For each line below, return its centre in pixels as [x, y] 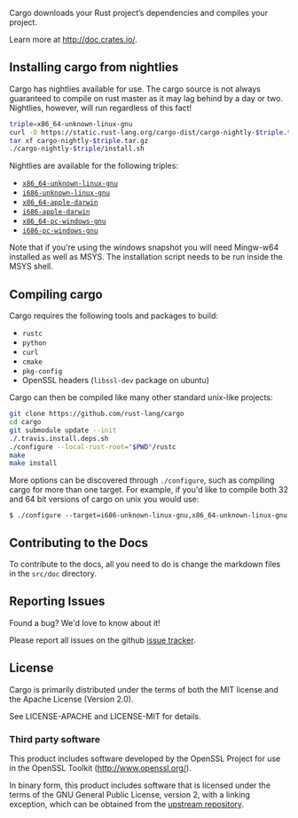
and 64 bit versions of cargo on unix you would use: [104, 499]
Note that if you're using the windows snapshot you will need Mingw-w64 [144, 247]
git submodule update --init [63, 430]
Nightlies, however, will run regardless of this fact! [101, 108]
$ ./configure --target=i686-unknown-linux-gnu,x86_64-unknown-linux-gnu [149, 516]
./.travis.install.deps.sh [59, 438]
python [34, 343]
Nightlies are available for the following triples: [94, 166]
